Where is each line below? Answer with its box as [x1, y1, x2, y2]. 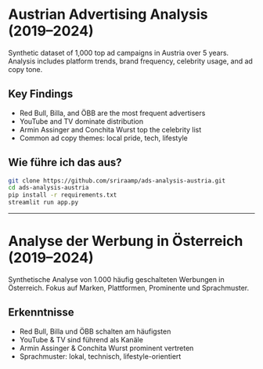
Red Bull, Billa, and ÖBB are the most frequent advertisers [19, 108, 206, 118]
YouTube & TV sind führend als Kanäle [19, 335, 143, 344]
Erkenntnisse [8, 306, 74, 319]
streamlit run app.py [8, 198, 79, 207]
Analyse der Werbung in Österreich [8, 233, 243, 250]
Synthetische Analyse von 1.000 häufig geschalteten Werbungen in [8, 275, 225, 284]
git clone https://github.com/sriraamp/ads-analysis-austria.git [8, 176, 225, 185]
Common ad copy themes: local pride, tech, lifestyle [19, 133, 188, 143]
